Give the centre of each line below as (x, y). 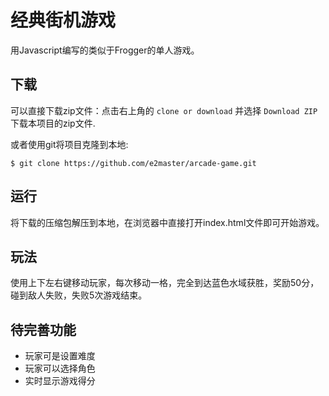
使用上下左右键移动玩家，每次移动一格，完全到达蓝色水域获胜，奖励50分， (165, 283)
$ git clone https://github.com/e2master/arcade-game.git (133, 163)
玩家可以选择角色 (60, 368)
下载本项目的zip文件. (53, 123)
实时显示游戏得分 (60, 381)
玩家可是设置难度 (60, 356)
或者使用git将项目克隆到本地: (69, 144)
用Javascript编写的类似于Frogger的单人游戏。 (105, 50)
